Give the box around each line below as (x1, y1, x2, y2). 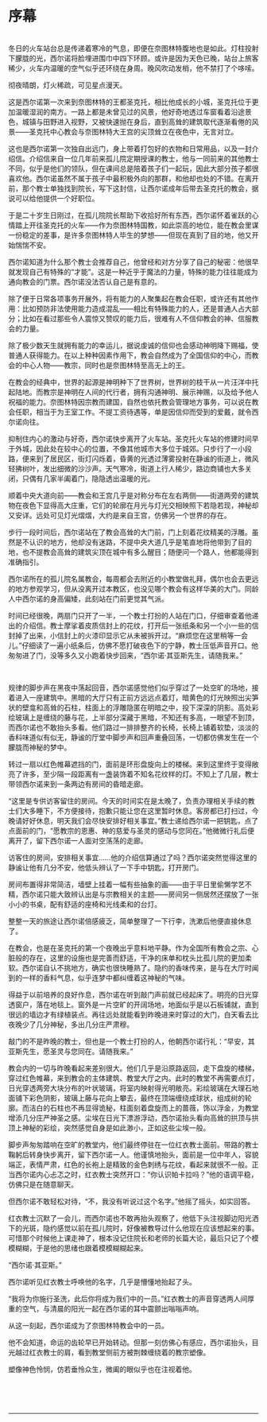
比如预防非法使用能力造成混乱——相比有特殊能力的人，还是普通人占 (21, 304, 245, 313)
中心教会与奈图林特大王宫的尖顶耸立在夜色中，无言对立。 (49, 126, 238, 136)
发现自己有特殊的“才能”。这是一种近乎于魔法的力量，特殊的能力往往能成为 (14, 267, 258, 277)
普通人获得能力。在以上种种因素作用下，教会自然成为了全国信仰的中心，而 (8, 351, 252, 360)
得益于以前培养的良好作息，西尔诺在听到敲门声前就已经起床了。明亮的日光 (8, 990, 252, 999)
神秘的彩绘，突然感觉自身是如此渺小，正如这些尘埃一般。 (21, 1122, 211, 1133)
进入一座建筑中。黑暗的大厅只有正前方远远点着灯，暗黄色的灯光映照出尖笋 (14, 692, 259, 702)
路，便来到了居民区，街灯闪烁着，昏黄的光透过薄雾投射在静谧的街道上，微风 (8, 454, 259, 463)
